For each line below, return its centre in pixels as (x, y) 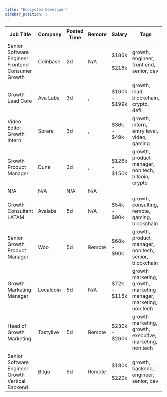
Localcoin (49, 290)
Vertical (17, 381)
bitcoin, (141, 176)
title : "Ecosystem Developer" (37, 10)
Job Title (20, 34)
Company (50, 34)
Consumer (20, 71)
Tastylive (48, 332)
